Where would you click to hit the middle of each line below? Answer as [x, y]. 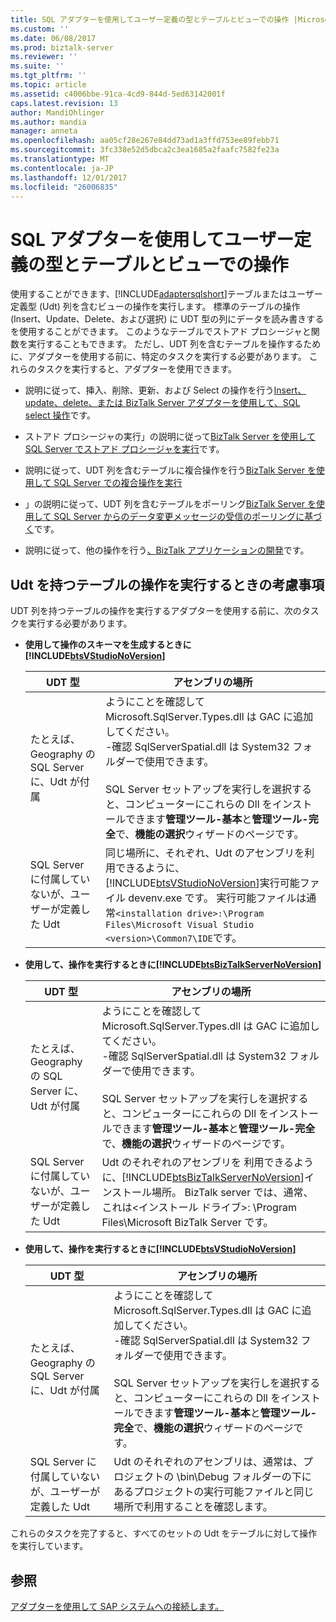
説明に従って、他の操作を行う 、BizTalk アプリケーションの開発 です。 [167, 550]
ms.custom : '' [40, 29]
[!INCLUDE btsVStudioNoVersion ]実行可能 [202, 883]
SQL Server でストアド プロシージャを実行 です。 [124, 449]
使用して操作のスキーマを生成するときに [108, 645]
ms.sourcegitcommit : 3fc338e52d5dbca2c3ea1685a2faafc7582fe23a [145, 150]
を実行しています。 [49, 1546]
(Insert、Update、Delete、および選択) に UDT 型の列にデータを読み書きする [167, 319]
